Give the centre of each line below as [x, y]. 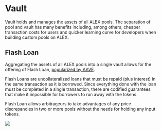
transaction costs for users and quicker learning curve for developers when [81, 32]
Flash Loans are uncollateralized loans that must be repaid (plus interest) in [80, 79]
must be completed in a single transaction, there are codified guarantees [78, 89]
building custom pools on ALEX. [37, 37]
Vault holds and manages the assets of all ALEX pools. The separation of [78, 22]
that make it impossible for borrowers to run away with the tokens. [71, 94]
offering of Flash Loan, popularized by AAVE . [50, 69]
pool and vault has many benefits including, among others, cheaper [73, 27]
